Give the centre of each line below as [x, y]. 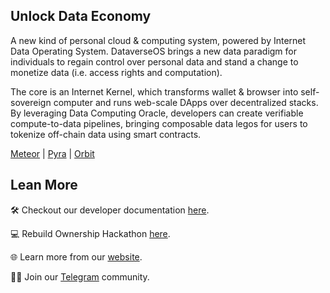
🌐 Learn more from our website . [76, 256]
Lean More [44, 185]
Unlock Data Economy [81, 16]
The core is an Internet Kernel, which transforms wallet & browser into [154, 91]
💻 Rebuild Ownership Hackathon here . [90, 233]
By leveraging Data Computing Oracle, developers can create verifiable [157, 113]
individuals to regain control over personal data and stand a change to [154, 61]
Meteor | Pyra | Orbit [52, 153]
